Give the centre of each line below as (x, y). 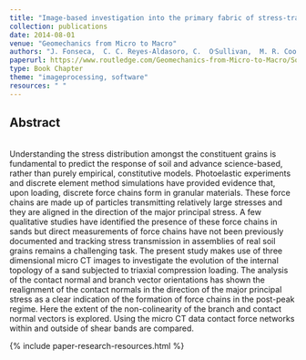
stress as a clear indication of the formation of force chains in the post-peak (152, 299)
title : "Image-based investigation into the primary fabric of (132, 18)
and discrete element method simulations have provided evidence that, (143, 183)
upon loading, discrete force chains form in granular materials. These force (150, 193)
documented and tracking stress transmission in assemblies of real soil (143, 242)
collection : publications (58, 26)
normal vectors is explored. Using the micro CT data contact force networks (152, 319)
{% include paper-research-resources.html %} (97, 346)
